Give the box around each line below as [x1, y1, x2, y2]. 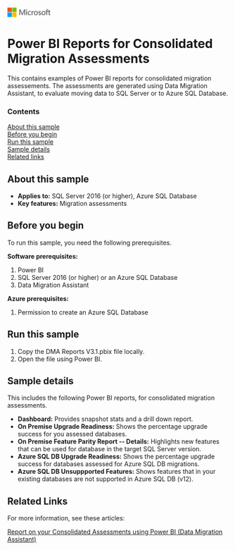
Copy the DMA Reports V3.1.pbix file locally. [17, 347, 145, 355]
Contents [7, 106, 40, 116]
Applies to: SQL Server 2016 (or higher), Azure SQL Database [17, 192, 197, 200]
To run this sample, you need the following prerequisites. [7, 238, 172, 247]
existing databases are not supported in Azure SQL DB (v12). [17, 475, 193, 483]
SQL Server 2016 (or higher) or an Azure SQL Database [17, 273, 178, 281]
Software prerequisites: [7, 252, 79, 260]
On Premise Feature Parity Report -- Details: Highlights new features [17, 437, 220, 446]
